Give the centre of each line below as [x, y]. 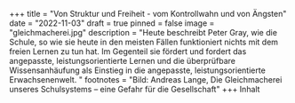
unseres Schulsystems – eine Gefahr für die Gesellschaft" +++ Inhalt [135, 89]
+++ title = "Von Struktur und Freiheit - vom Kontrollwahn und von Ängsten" [148, 14]
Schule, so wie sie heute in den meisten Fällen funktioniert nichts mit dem [144, 42]
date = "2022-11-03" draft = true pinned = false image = [112, 23]
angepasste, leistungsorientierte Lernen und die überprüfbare [122, 61]
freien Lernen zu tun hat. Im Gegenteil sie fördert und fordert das [128, 51]
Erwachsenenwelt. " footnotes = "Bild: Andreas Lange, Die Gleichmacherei [146, 79]
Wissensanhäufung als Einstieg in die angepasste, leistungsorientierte [138, 70]
